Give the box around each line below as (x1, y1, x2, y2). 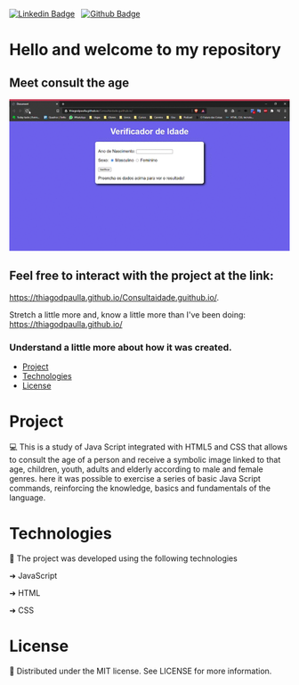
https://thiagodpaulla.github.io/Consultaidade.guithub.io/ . (9, 292, 220, 302)
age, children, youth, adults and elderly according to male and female (9, 464, 264, 475)
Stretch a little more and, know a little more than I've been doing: (9, 309, 246, 320)
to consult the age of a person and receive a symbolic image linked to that (9, 455, 281, 466)
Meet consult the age (9, 75, 130, 90)
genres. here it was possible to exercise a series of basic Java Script (9, 474, 261, 484)
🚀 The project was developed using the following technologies (9, 553, 238, 564)
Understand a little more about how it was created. (9, 341, 232, 353)
